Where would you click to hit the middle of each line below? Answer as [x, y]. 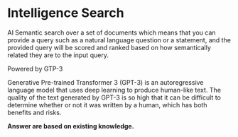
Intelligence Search [66, 13]
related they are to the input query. [58, 55]
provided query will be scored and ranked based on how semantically [109, 47]
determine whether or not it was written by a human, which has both [107, 105]
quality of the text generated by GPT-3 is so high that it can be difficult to [114, 97]
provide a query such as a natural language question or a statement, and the [119, 40]
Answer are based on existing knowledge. [71, 126]
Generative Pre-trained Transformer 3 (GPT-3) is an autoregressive [106, 82]
